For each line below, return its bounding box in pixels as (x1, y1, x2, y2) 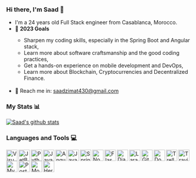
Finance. (23, 74, 45, 82)
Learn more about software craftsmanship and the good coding (23, 49, 180, 57)
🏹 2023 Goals (14, 25, 49, 32)
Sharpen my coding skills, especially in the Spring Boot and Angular (23, 37, 191, 44)
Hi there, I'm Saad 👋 (6, 5, 64, 14)
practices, (23, 56, 49, 63)
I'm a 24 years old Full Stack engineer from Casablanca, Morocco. (14, 19, 178, 26)
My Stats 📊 (6, 102, 41, 111)
